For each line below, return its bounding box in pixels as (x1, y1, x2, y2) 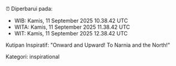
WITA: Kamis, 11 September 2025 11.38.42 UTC (14, 23, 130, 31)
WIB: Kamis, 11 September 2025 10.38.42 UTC (14, 17, 128, 24)
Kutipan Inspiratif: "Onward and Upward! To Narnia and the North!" (5, 41, 171, 49)
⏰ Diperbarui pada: (5, 5, 53, 12)
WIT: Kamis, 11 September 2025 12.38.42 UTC (14, 30, 128, 37)
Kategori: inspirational (5, 53, 60, 60)
